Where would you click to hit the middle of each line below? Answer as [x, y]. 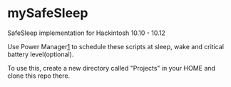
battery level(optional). [41, 54]
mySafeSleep [48, 13]
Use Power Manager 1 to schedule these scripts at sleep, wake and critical [116, 46]
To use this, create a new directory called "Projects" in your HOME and [112, 68]
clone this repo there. [39, 76]
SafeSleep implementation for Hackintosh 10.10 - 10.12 [87, 33]
